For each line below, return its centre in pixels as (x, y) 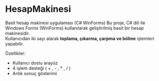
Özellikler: (15, 53)
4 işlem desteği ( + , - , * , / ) (41, 68)
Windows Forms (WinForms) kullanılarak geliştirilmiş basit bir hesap (75, 28)
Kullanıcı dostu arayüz (35, 63)
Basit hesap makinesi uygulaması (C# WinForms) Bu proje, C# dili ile (75, 23)
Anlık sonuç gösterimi (35, 73)
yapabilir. (14, 43)
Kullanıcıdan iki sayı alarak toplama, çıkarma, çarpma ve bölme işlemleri (80, 39)
